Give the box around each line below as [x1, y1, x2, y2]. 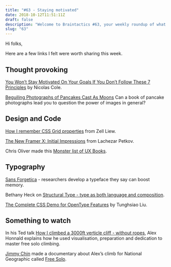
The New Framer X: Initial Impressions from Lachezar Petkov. [5, 138, 134, 144]
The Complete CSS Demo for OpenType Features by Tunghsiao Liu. [5, 202, 147, 208]
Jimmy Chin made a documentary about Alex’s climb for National [5, 251, 142, 257]
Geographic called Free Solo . [5, 256, 67, 262]
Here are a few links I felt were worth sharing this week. [5, 51, 123, 57]
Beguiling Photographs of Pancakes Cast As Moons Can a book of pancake [5, 94, 164, 100]
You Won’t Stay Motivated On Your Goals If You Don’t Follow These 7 [5, 79, 151, 85]
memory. [5, 182, 24, 188]
